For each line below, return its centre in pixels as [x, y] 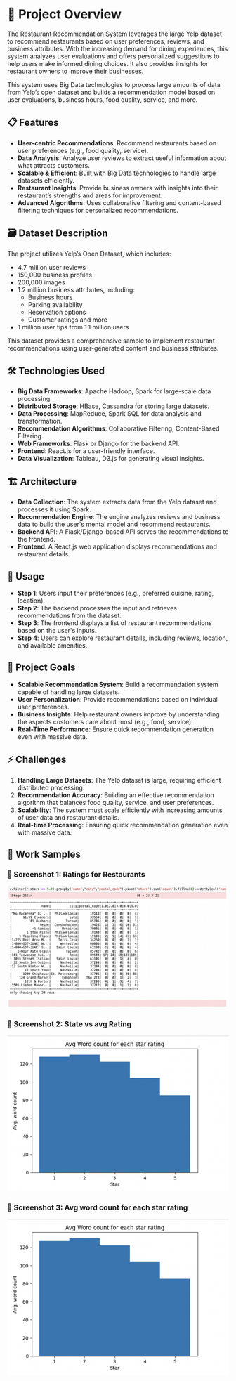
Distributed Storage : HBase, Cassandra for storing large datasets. [113, 406]
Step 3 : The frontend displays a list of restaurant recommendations [114, 623]
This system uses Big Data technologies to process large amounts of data [114, 84]
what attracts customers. [53, 165]
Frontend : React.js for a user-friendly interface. [86, 451]
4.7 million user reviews [52, 267]
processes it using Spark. [54, 509]
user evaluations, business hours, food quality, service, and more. [103, 99]
